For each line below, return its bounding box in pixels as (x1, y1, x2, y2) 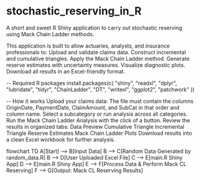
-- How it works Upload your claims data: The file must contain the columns (6, 98, 194, 105)
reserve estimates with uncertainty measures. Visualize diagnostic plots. (6, 61, 186, 69)
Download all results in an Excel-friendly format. (6, 67, 126, 75)
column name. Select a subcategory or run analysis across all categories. (6, 110, 188, 117)
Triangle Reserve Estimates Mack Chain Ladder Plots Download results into (6, 129, 192, 137)
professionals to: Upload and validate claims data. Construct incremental (6, 48, 186, 55)
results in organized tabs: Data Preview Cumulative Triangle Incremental (6, 123, 184, 130)
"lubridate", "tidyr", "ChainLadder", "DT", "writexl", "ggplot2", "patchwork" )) (6, 85, 195, 93)
